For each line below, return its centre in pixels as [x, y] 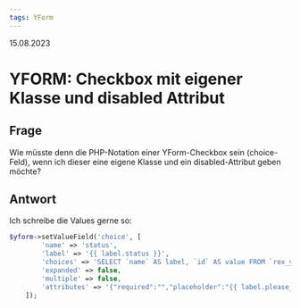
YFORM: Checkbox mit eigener [126, 79]
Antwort [33, 200]
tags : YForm [31, 17]
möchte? [25, 171]
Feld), [20, 162]
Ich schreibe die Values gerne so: [71, 221]
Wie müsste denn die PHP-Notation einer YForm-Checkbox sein [127, 152]
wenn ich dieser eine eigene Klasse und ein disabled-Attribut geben [156, 162]
